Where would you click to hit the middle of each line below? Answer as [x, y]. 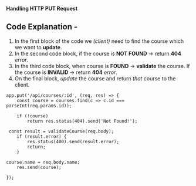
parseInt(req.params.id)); [39, 106]
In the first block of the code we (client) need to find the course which [99, 41]
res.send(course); [39, 167]
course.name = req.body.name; [43, 162]
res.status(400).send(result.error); [73, 141]
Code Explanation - [42, 27]
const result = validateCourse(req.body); [61, 131]
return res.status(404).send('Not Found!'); [82, 121]
